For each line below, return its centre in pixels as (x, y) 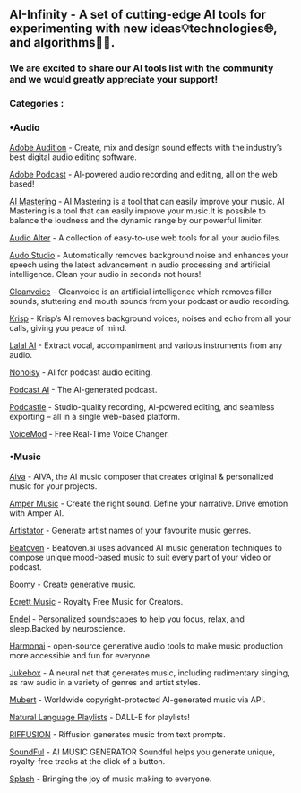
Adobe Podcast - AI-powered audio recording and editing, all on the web (143, 174)
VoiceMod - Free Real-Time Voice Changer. (90, 433)
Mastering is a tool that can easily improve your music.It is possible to (138, 211)
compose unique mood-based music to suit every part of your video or (140, 557)
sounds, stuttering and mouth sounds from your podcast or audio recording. (150, 301)
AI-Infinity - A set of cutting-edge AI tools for (138, 15)
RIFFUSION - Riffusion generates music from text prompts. (117, 734)
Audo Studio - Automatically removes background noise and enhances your (149, 255)
